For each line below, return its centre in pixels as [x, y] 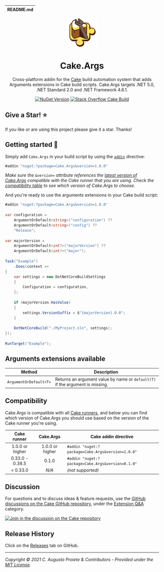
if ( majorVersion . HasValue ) [42, 303]
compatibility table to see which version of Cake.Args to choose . [70, 185]
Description [106, 372]
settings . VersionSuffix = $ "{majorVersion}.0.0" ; [74, 313]
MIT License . [18, 565]
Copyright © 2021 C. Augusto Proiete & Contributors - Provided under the [79, 560]
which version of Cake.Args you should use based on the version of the [77, 418]
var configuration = [26, 215]
